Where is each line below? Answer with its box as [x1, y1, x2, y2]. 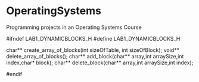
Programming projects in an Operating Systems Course [6, 24, 142, 31]
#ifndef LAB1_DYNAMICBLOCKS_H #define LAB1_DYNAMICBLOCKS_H [6, 35, 181, 42]
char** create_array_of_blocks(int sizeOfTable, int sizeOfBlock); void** [6, 46, 180, 54]
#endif [6, 70, 23, 77]
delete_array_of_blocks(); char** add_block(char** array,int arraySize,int [6, 53, 184, 60]
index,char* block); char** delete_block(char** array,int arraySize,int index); [6, 59, 194, 66]
